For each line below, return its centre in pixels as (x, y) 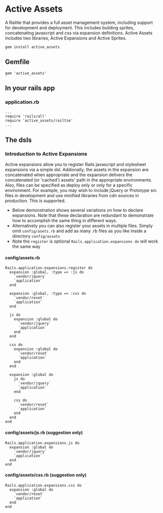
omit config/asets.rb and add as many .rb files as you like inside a (79, 231)
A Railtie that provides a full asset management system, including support (79, 22)
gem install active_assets (32, 47)
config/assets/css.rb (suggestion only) (46, 475)
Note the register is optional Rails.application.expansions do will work (85, 241)
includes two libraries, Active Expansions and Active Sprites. (66, 38)
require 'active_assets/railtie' (39, 121)
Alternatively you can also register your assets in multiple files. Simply (82, 226)
